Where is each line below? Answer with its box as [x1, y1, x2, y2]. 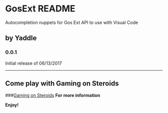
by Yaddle [5, 34, 37, 42]
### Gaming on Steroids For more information [5, 93, 100, 99]
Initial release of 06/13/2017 [5, 60, 62, 66]
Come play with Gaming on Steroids [5, 79, 119, 88]
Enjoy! [5, 102, 19, 108]
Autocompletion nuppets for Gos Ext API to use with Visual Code [5, 19, 138, 25]
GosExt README [5, 3, 76, 14]
